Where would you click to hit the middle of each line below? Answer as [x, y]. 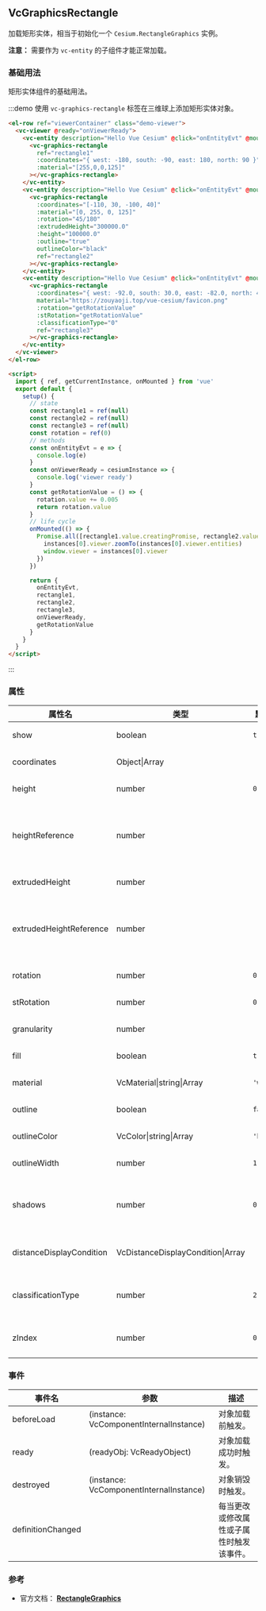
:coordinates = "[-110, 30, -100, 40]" [99, 205]
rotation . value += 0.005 [78, 500]
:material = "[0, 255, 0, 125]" [86, 212]
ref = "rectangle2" [65, 256]
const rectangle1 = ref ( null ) [79, 411]
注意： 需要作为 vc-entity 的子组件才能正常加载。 [90, 50]
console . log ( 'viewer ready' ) [85, 477]
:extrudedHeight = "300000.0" [83, 227]
